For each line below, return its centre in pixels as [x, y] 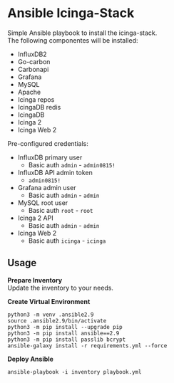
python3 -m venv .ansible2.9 [51, 315]
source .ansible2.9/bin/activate [57, 321]
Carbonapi [33, 69]
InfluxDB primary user [50, 157]
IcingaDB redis [39, 107]
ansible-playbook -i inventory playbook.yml [75, 372]
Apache [29, 92]
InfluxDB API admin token [55, 172]
